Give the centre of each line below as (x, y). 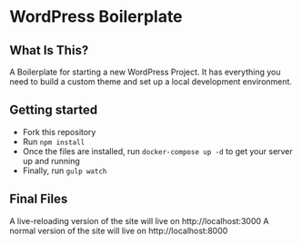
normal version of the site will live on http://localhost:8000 (119, 230)
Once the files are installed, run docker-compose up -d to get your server (157, 151)
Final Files (39, 199)
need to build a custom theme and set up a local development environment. (151, 82)
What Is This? (49, 50)
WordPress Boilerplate (96, 17)
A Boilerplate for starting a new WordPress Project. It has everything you (145, 72)
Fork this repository (59, 132)
